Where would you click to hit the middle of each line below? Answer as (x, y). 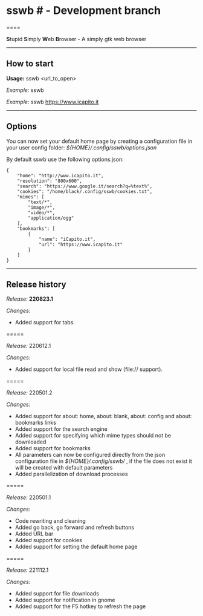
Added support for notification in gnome (65, 600)
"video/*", (42, 212)
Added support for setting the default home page (76, 547)
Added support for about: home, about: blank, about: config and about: (103, 416)
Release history (36, 284)
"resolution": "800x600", (50, 181)
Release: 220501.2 (29, 393)
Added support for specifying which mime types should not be (93, 436)
